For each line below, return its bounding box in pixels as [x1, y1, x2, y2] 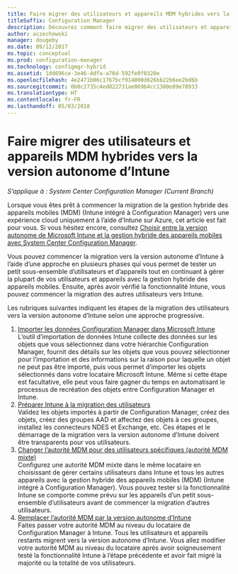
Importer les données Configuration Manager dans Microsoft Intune [17, 324, 215, 333]
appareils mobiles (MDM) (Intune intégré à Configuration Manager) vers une [7, 208, 229, 216]
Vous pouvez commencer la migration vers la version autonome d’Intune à [7, 252, 225, 260]
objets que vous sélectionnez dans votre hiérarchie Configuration [17, 340, 209, 348]
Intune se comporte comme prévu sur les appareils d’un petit [17, 490, 196, 499]
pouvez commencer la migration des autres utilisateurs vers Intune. [7, 289, 204, 298]
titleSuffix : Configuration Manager [7, 17, 115, 24]
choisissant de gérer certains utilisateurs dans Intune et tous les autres [17, 468, 225, 476]
